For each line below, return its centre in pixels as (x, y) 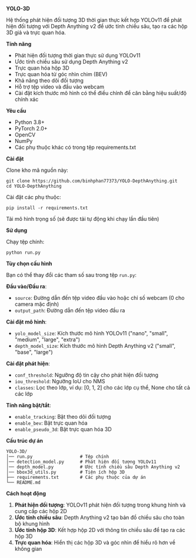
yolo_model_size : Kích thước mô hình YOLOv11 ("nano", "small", (91, 333)
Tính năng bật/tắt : (29, 405)
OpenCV (25, 135)
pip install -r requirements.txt (47, 208)
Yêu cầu (16, 111)
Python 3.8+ (30, 122)
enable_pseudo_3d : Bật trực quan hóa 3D (63, 429)
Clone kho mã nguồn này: (37, 170)
